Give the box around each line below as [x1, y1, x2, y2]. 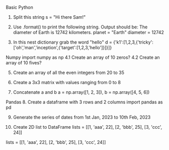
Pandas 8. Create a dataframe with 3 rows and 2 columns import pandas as [6, 99, 163, 105]
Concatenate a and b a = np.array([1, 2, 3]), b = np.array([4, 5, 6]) [13, 89, 150, 95]
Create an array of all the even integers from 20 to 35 [13, 69, 124, 76]
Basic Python [6, 5, 33, 10]
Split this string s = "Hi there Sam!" [13, 14, 86, 20]
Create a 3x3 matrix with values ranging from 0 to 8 [13, 80, 121, 85]
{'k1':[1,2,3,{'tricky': [113, 39, 154, 45]
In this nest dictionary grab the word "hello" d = [13, 39, 112, 45]
